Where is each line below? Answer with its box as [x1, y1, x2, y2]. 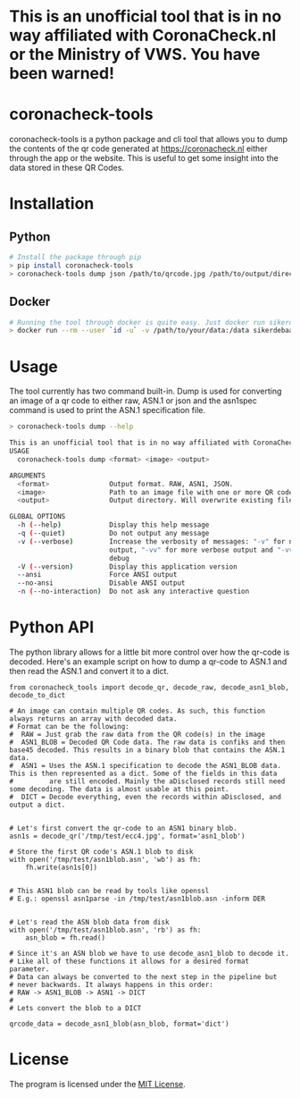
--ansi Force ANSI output [17, 570, 178, 579]
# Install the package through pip [9, 253, 142, 262]
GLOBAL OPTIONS [9, 512, 66, 521]
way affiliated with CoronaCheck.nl [9, 25, 277, 46]
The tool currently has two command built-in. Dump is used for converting [9, 386, 282, 397]
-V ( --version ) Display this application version [17, 562, 238, 571]
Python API [9, 617, 95, 638]
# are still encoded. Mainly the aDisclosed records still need [9, 776, 286, 786]
